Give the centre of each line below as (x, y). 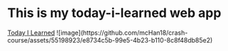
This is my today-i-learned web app (114, 13)
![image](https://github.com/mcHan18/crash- (122, 33)
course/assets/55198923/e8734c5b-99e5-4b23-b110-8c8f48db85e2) (110, 40)
